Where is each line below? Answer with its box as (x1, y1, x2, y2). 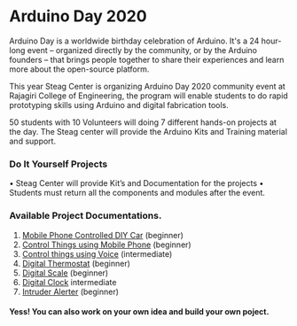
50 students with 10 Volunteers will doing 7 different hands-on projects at (9, 117, 277, 128)
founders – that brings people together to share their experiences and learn (9, 54, 285, 65)
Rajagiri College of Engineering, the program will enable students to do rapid (9, 90, 288, 101)
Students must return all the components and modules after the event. (9, 188, 266, 198)
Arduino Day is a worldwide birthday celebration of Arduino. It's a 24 (9, 35, 260, 46)
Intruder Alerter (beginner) (21, 286, 120, 297)
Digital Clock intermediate (21, 276, 117, 287)
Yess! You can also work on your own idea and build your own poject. (9, 307, 270, 317)
